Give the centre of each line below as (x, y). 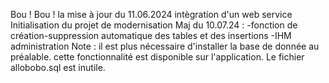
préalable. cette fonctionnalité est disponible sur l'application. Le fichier (157, 57)
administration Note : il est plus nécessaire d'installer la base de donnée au (165, 46)
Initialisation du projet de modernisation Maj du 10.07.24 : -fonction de (154, 25)
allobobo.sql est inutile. (58, 67)
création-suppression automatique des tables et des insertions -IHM (151, 35)
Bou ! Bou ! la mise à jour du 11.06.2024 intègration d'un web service (151, 14)
